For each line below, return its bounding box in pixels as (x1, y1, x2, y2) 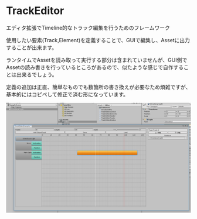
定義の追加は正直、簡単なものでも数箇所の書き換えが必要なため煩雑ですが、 (6, 83, 191, 90)
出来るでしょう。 (16, 71, 57, 78)
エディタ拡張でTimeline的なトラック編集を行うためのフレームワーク (6, 24, 170, 31)
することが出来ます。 (6, 44, 57, 51)
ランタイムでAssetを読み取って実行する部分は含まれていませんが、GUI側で (6, 56, 188, 63)
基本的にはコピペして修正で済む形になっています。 (6, 91, 129, 98)
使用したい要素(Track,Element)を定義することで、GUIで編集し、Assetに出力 (6, 36, 191, 43)
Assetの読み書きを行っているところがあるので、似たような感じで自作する (6, 63, 184, 71)
